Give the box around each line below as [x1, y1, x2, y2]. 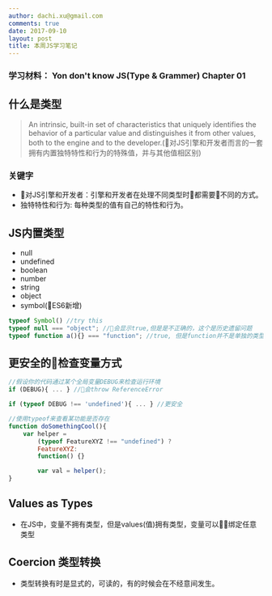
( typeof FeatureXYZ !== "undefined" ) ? [37, 437, 172, 446]
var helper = [23, 429, 67, 437]
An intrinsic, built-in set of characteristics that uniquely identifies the [28, 119, 257, 129]
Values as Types [8, 497, 93, 510]
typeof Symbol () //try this [8, 316, 104, 324]
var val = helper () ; [37, 467, 107, 476]
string [19, 282, 40, 292]
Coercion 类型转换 [8, 556, 101, 569]
